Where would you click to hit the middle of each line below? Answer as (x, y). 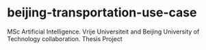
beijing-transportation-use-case (102, 13)
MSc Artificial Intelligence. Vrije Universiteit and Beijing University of (103, 32)
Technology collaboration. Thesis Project (65, 38)
